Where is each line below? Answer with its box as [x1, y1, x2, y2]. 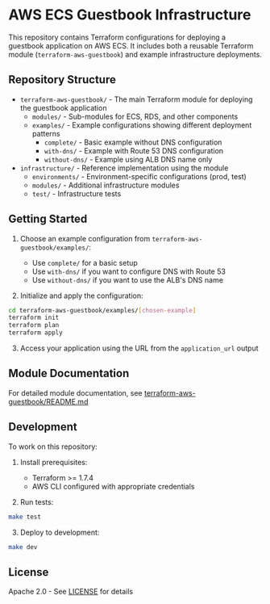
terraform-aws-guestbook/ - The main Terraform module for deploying [19, 94, 253, 104]
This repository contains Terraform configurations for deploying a [8, 32, 226, 42]
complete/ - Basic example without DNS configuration [44, 137, 222, 147]
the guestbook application [19, 103, 107, 112]
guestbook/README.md [8, 396, 89, 406]
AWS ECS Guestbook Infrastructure [8, 6, 251, 24]
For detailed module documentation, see [8, 388, 143, 397]
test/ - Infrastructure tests [31, 188, 122, 199]
